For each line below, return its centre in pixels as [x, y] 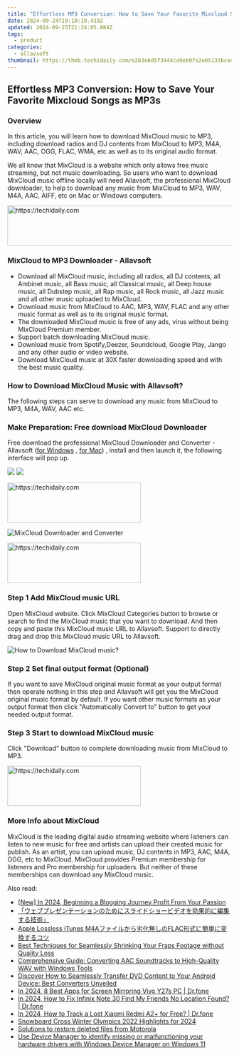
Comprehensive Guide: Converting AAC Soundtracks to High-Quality [118, 960]
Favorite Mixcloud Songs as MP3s [84, 101]
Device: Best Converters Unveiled [67, 983]
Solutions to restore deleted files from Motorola [87, 1029]
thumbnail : [23, 61]
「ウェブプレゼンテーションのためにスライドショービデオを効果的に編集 [123, 910]
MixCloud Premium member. [59, 329]
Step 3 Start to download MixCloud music [81, 732]
